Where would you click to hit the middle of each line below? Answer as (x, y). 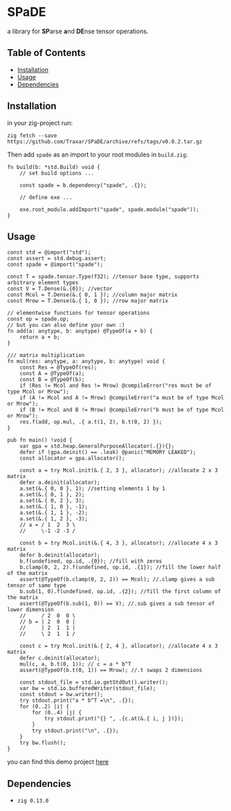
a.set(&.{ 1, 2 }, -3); (54, 519)
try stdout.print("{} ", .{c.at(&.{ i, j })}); (114, 719)
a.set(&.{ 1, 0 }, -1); (54, 507)
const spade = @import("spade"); (55, 265)
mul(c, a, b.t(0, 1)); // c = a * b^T (75, 664)
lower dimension (30, 610)
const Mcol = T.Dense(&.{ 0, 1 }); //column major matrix (92, 295)
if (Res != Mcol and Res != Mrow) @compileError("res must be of (116, 386)
